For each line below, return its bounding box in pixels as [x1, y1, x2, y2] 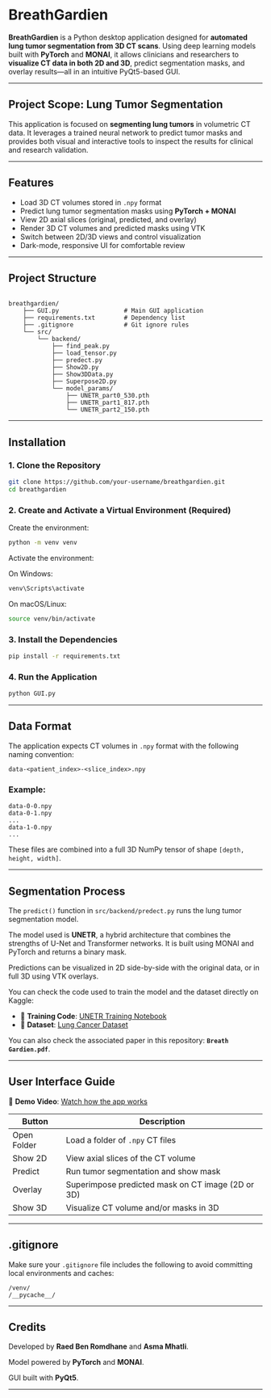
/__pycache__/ [8, 1291, 56, 1299]
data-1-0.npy [8, 823, 52, 832]
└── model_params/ [51, 385, 114, 393]
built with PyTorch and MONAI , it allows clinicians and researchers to [8, 49, 240, 59]
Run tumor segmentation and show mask [65, 1165, 221, 1177]
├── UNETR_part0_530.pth [65, 392, 150, 400]
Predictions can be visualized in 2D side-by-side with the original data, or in [8, 963, 260, 972]
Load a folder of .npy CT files [65, 1134, 177, 1145]
